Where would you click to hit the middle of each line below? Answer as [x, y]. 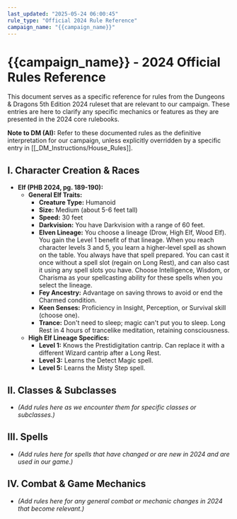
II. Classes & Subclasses [62, 390]
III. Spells [28, 437]
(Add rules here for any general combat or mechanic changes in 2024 [120, 501]
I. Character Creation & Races [74, 170]
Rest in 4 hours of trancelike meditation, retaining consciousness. [134, 331]
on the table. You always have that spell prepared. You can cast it [134, 255]
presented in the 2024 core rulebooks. [64, 119]
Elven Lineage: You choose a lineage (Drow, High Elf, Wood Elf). [132, 233]
